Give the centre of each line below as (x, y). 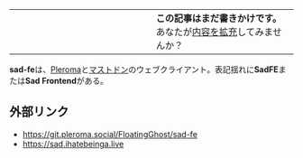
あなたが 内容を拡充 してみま (215, 32)
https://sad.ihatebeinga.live (73, 144)
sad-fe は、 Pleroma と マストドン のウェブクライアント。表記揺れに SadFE (144, 70)
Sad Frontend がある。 (67, 81)
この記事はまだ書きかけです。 (219, 19)
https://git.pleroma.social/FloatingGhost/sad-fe (110, 134)
